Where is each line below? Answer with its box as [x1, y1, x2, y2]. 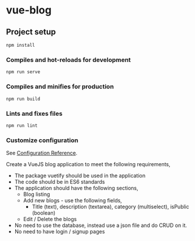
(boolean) [32, 209, 55, 216]
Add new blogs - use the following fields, [23, 197, 123, 204]
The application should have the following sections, [14, 185, 138, 192]
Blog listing [23, 191, 51, 198]
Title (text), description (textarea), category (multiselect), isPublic [32, 203, 190, 211]
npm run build [6, 96, 41, 102]
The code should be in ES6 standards [14, 178, 105, 185]
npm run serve [6, 69, 41, 75]
